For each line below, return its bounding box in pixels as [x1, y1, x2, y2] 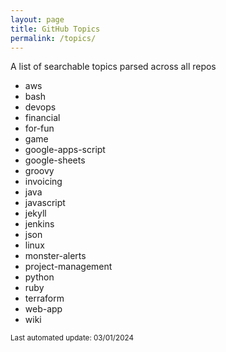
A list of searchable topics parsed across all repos [10, 61, 217, 73]
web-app [24, 303, 63, 315]
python [24, 271, 55, 283]
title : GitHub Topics [10, 24, 101, 34]
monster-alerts [24, 250, 87, 262]
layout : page [10, 14, 65, 25]
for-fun [24, 122, 55, 135]
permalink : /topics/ [10, 33, 97, 43]
